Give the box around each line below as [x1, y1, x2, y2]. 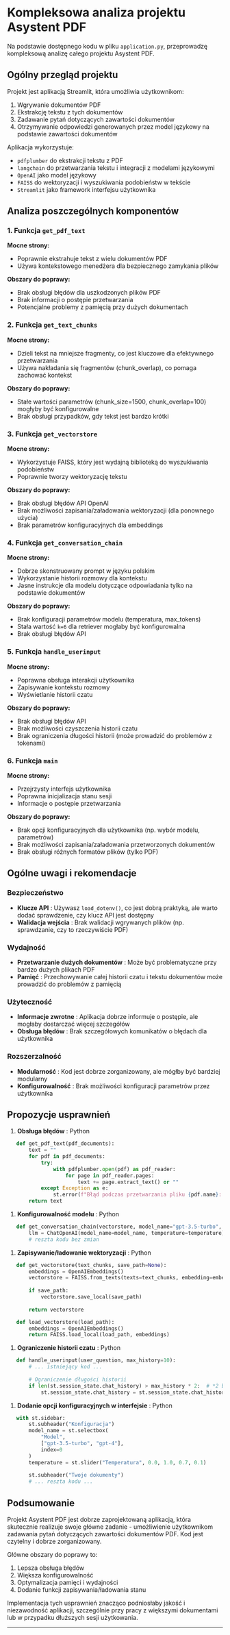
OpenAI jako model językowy [16, 171, 97, 179]
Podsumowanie [7, 1497, 75, 1509]
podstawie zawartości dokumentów [16, 130, 118, 138]
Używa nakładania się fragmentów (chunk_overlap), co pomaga [16, 363, 197, 371]
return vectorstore [28, 1306, 84, 1313]
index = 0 [40, 1446, 63, 1453]
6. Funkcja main [7, 756, 58, 765]
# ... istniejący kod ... [28, 1364, 103, 1370]
